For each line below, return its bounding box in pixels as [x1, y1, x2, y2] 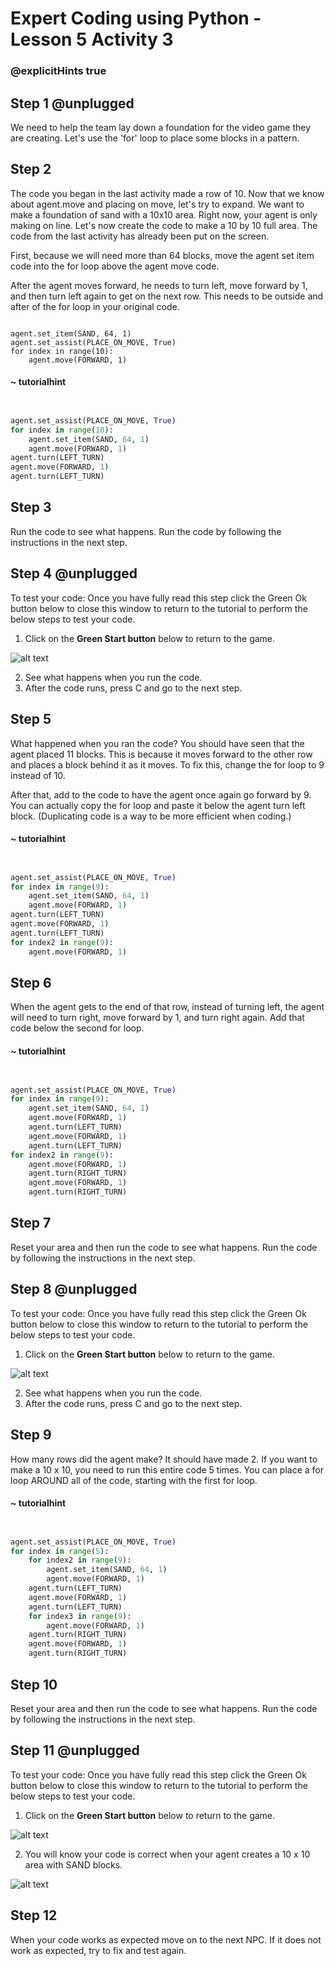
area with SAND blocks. [24, 1858, 123, 1871]
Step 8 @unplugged [10, 1281, 138, 1298]
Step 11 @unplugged [10, 1742, 140, 1759]
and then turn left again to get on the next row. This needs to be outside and [10, 290, 324, 302]
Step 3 [10, 499, 52, 516]
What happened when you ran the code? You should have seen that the [10, 737, 305, 749]
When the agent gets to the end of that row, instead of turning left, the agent [10, 1001, 325, 1013]
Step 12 [10, 1907, 58, 1924]
